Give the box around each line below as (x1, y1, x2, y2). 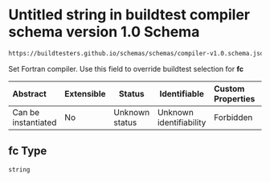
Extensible (63, 88, 106, 99)
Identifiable (159, 88, 205, 99)
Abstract (12, 88, 47, 99)
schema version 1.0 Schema (8, 23, 200, 41)
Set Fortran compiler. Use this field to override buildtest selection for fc (8, 64, 243, 73)
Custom (214, 83, 245, 94)
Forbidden (214, 111, 253, 122)
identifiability (157, 117, 207, 128)
